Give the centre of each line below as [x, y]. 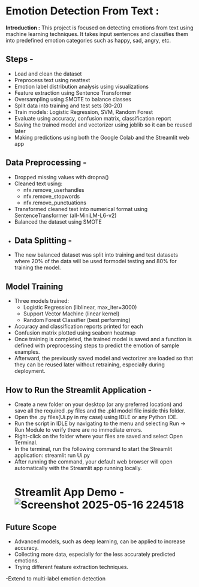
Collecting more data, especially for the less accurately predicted [95, 554]
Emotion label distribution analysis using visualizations [82, 86]
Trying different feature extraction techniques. [71, 567]
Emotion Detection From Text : [82, 11]
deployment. [30, 371]
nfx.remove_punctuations [55, 203]
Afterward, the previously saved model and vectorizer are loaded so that [104, 359]
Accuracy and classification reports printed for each [79, 326]
